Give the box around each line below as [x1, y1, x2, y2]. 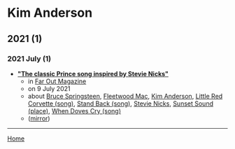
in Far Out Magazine [27, 77, 87, 85]
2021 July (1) [7, 54, 52, 64]
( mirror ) [27, 114, 50, 122]
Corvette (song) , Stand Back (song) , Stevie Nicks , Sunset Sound [27, 99, 213, 108]
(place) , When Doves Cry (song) [27, 106, 121, 115]
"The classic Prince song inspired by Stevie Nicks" [17, 69, 169, 78]
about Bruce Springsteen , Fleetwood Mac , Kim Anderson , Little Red [27, 92, 223, 100]
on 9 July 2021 [27, 84, 71, 92]
